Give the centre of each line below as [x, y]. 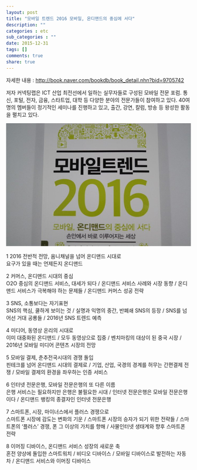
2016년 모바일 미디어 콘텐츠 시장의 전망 [51, 345]
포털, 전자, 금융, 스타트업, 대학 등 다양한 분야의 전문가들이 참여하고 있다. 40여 [102, 100]
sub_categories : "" [31, 37]
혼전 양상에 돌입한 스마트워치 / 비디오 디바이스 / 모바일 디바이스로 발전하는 [91, 454]
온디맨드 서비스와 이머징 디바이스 [53, 461]
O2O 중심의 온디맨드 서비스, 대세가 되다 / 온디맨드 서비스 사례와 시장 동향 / [91, 283]
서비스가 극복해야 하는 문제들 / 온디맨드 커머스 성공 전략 [80, 291]
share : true [21, 62]
